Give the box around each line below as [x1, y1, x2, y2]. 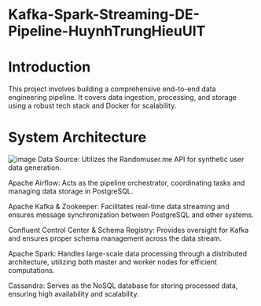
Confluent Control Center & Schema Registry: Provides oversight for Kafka [8, 226, 249, 235]
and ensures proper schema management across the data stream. [8, 234, 222, 243]
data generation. [8, 163, 61, 172]
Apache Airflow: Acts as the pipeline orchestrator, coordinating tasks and [8, 179, 245, 188]
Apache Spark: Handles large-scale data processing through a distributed [8, 249, 248, 259]
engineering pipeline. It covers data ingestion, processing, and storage [8, 93, 237, 102]
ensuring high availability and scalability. [8, 289, 139, 299]
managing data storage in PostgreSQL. [8, 186, 134, 196]
